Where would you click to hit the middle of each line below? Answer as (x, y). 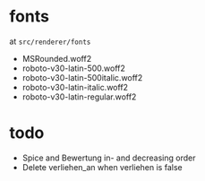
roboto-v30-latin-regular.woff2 (79, 97)
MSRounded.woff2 (57, 58)
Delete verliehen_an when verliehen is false (102, 167)
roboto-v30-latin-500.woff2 (73, 68)
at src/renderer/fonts (50, 41)
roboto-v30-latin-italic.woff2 (75, 87)
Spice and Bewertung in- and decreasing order (109, 158)
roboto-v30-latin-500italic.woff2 (82, 77)
